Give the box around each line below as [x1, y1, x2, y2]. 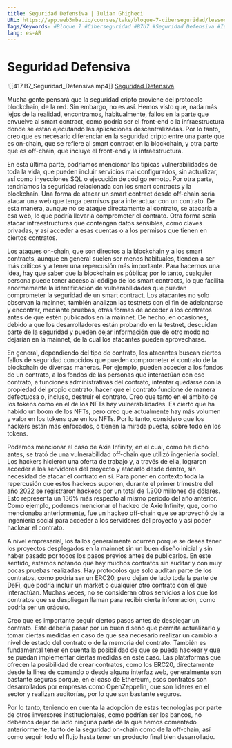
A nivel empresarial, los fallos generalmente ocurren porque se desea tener [7, 537, 222, 545]
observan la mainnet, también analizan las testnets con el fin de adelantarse [7, 299, 223, 307]
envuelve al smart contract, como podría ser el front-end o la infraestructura [7, 118, 224, 126]
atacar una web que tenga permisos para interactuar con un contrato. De [7, 197, 215, 205]
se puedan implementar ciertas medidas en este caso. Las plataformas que [7, 653, 222, 662]
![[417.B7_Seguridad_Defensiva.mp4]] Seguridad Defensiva [7, 82, 175, 91]
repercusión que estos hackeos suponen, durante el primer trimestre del [7, 480, 213, 488]
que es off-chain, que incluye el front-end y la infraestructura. [7, 147, 184, 156]
